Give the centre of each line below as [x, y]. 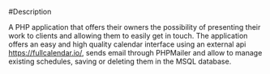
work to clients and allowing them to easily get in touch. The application [128, 36]
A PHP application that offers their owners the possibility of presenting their [135, 27]
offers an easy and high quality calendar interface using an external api [127, 44]
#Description [30, 12]
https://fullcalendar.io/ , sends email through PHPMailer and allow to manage [135, 53]
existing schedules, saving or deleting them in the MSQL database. [120, 61]
